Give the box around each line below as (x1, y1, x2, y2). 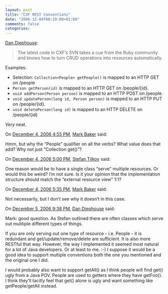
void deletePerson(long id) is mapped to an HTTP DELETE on (12, 107, 143, 113)
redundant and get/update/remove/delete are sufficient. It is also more (5, 236, 150, 242)
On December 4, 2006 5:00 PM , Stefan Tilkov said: (5, 156, 111, 162)
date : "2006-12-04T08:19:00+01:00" (5, 17, 80, 22)
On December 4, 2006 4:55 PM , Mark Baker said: (5, 131, 107, 137)
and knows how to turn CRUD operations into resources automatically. (17, 55, 163, 61)
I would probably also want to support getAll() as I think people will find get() (5, 267, 163, 273)
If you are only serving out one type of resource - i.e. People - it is (5, 231, 142, 237)
